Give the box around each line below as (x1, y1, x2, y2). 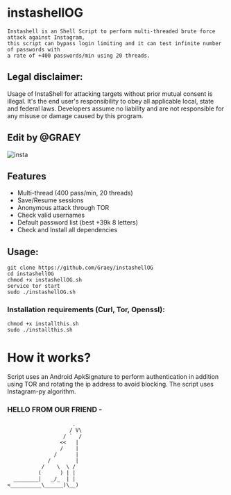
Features (7, 170, 46, 182)
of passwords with (7, 46, 60, 53)
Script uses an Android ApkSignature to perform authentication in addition (7, 373, 219, 381)
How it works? (7, 350, 92, 366)
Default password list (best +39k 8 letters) (17, 218, 139, 227)
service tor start (7, 283, 60, 290)
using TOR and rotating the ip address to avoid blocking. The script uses (7, 380, 214, 389)
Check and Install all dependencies (17, 226, 118, 234)
